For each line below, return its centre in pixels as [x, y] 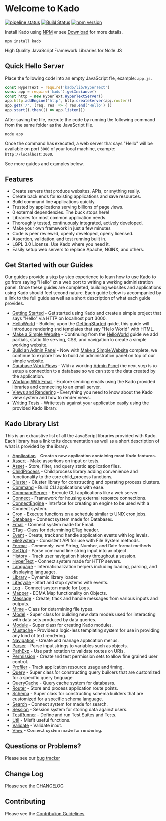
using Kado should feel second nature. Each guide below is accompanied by [83, 293]
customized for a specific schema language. [57, 699]
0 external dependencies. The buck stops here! [61, 212]
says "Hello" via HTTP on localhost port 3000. [59, 318]
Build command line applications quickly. [54, 201]
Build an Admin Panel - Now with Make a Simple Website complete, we [84, 350]
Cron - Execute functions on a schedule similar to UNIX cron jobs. [80, 514]
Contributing [25, 801]
